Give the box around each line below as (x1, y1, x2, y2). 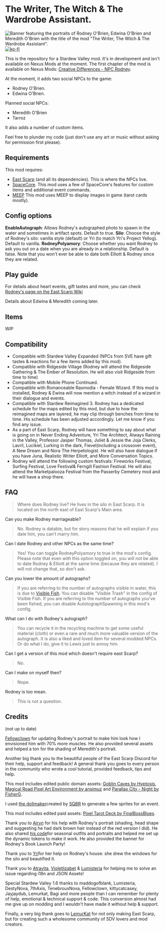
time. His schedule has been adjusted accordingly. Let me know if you (12, 416, 155, 422)
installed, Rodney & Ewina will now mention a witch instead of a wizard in (12, 390, 161, 396)
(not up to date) (5, 726, 37, 731)
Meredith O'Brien (12, 110, 47, 116)
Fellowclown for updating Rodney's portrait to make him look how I (5, 735, 140, 741)
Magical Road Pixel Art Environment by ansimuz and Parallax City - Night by (5, 786, 159, 792)
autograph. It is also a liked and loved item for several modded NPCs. (17, 636, 158, 642)
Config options (5, 211, 52, 220)
